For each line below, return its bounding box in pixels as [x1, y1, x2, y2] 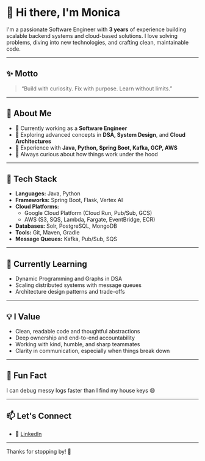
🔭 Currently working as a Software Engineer [15, 125, 128, 132]
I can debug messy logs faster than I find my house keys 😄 [6, 387, 156, 394]
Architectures [15, 137, 52, 145]
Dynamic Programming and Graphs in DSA [15, 275, 123, 283]
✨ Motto [6, 68, 38, 79]
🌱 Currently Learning [6, 259, 87, 269]
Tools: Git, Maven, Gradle [15, 229, 80, 236]
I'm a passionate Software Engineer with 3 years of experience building [6, 26, 187, 33]
